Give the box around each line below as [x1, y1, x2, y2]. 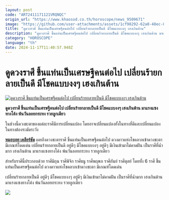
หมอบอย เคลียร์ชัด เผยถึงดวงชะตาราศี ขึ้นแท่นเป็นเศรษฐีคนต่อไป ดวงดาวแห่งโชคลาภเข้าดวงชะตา [5, 136, 162, 142]
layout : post [5, 7, 33, 13]
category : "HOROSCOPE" [5, 36, 53, 41]
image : [5, 21, 19, 27]
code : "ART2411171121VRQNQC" [5, 12, 66, 17]
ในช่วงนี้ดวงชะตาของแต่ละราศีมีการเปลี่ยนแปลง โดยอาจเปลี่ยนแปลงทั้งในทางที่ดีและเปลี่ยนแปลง [5, 121, 161, 127]
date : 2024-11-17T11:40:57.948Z [5, 45, 73, 50]
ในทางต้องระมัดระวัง [5, 126, 39, 132]
